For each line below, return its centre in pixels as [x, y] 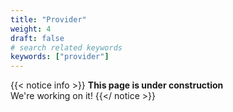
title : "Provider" [48, 19]
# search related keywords [66, 47]
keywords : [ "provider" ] [60, 57]
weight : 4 [31, 29]
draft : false [37, 38]
